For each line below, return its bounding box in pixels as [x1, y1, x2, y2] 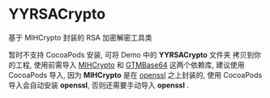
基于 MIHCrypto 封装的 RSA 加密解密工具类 [8, 32, 152, 42]
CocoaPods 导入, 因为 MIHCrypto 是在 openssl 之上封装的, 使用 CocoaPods [8, 70, 263, 79]
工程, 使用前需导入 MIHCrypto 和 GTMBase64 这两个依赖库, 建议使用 [15, 60, 245, 70]
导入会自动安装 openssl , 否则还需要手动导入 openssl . [8, 80, 189, 90]
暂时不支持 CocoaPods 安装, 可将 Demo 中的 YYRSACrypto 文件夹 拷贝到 [8, 49, 255, 59]
